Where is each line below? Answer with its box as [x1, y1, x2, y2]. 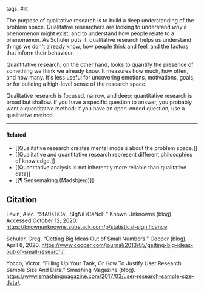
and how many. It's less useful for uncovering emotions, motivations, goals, [6, 74, 195, 81]
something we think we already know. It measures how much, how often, [6, 67, 188, 75]
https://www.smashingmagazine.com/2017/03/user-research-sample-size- [6, 273, 195, 280]
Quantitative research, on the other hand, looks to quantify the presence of [6, 61, 194, 68]
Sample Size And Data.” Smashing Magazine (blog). [6, 267, 136, 274]
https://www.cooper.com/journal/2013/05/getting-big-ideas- [41, 242, 194, 249]
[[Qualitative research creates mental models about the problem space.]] [15, 144, 197, 152]
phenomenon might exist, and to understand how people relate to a [6, 30, 175, 37]
